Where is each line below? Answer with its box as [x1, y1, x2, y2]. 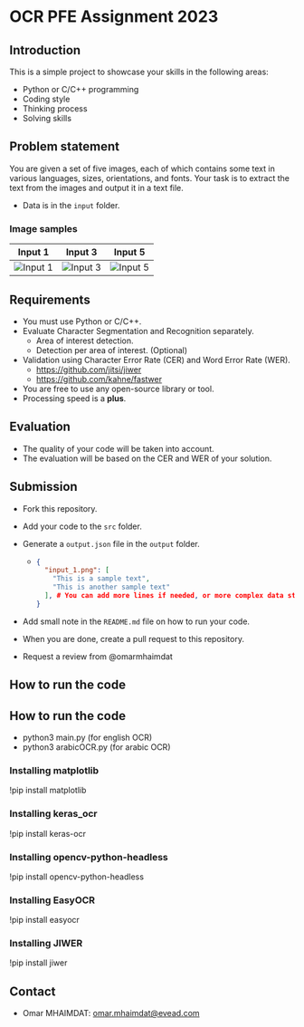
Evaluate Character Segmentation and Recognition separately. [22, 325, 255, 336]
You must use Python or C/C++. [22, 315, 142, 327]
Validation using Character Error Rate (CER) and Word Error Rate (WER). [22, 354, 291, 365]
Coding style [22, 93, 71, 104]
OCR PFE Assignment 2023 [9, 6, 219, 27]
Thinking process [22, 103, 88, 114]
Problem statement [9, 139, 120, 155]
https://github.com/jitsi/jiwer [35, 364, 142, 375]
